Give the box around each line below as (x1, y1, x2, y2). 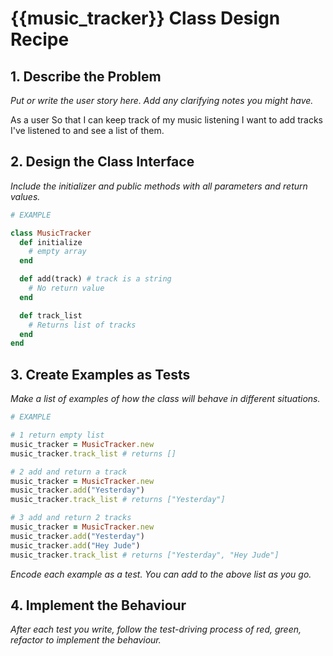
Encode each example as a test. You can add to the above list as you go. (10, 568, 312, 580)
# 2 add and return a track (10, 467, 128, 477)
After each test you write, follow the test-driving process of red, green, (10, 623, 302, 636)
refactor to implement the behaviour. (10, 634, 162, 646)
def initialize (19, 237, 83, 247)
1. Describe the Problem (10, 68, 162, 85)
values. (10, 190, 41, 202)
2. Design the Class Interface (10, 153, 195, 171)
